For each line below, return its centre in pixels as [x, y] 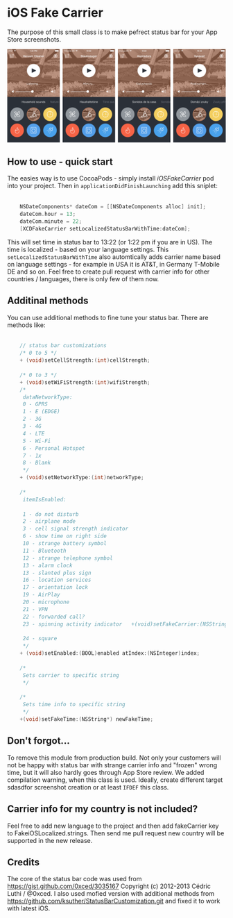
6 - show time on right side [65, 536]
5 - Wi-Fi [37, 441]
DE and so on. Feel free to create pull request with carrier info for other [109, 272]
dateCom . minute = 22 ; [51, 221]
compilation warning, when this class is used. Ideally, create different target [115, 780]
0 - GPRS [35, 404]
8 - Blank [37, 463]
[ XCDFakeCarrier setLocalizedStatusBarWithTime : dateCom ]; [105, 228]
